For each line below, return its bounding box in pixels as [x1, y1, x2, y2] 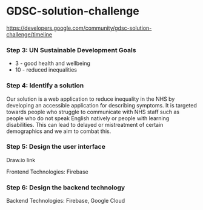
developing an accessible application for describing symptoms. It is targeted [6, 101, 197, 109]
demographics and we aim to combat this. [6, 127, 111, 135]
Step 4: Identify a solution [6, 81, 84, 90]
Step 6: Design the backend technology [6, 183, 125, 192]
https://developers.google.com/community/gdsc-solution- [6, 24, 152, 32]
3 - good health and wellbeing [15, 59, 91, 67]
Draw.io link [6, 156, 36, 163]
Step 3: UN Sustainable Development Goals [6, 46, 136, 54]
